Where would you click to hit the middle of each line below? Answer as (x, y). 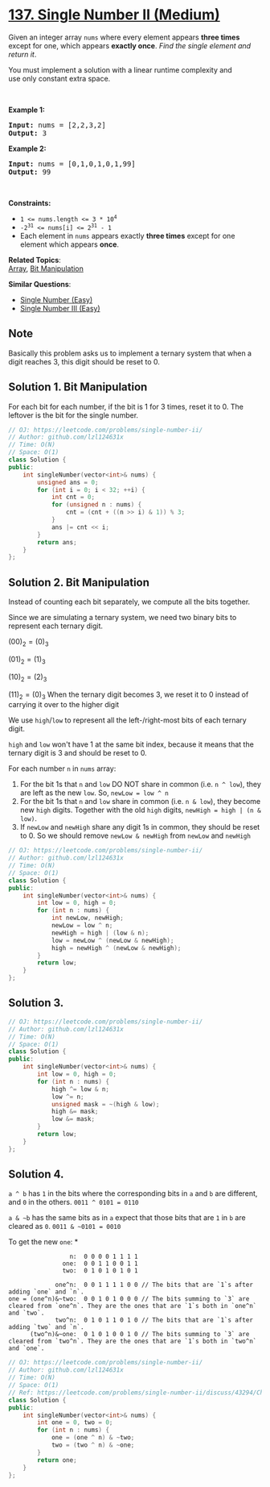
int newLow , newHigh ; (88, 918)
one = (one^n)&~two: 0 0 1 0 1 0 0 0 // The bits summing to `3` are (129, 1299)
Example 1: (27, 110)
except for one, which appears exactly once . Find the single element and (130, 45)
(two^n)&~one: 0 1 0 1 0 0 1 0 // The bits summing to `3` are (139, 1335)
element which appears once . (69, 244)
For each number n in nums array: (62, 768)
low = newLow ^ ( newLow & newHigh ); (112, 940)
